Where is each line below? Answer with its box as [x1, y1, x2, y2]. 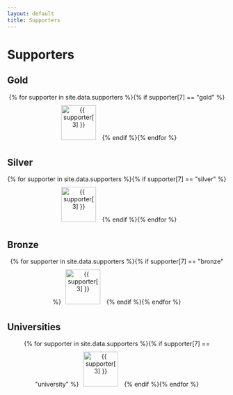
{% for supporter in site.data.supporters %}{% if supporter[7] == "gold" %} [8, 93, 225, 101]
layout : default [7, 10, 54, 17]
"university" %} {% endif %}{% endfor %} [34, 380, 200, 388]
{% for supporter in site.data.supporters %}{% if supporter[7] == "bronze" [10, 257, 224, 265]
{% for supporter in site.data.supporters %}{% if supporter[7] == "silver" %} [7, 175, 227, 183]
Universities [7, 321, 61, 333]
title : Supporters [7, 17, 61, 24]
